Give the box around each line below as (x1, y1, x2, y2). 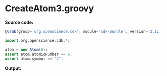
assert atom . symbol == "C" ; (5, 56, 64, 61)
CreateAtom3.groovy (5, 3, 94, 14)
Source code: (5, 19, 34, 25)
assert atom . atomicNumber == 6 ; (5, 52, 72, 57)
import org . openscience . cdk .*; (5, 38, 70, 43)
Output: (5, 65, 21, 71)
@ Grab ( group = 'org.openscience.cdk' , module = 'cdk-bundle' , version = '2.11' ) (5, 29, 164, 34)
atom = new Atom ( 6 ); (5, 47, 48, 52)
